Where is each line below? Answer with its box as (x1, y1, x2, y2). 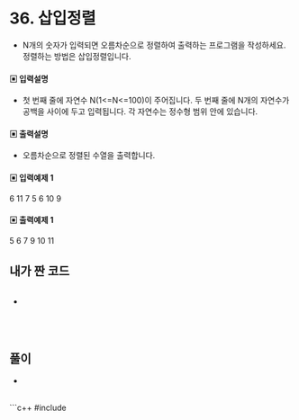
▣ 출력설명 (9, 128, 49, 139)
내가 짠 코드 (9, 264, 70, 279)
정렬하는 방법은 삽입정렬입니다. (22, 50, 132, 61)
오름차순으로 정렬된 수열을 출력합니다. (22, 150, 156, 161)
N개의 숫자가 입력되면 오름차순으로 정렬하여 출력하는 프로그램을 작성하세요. (22, 40, 286, 50)
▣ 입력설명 (9, 73, 49, 84)
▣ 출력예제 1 (9, 215, 54, 226)
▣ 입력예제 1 (9, 172, 54, 183)
